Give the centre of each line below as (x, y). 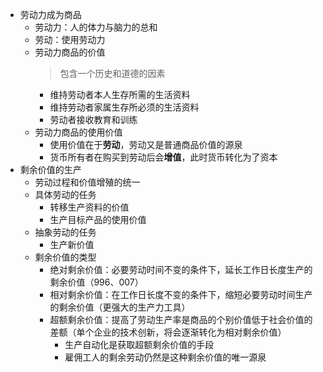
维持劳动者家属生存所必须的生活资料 (124, 107)
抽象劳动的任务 (65, 232)
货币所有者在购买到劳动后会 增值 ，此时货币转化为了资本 (163, 157)
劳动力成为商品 (50, 14)
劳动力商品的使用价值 (78, 132)
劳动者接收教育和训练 (93, 119)
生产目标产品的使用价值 (98, 219)
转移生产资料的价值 (89, 207)
